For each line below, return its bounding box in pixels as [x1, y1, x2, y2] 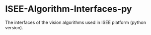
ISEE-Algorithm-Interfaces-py [5, 3, 132, 15]
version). [5, 24, 23, 30]
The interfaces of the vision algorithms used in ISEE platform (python [5, 19, 147, 25]
